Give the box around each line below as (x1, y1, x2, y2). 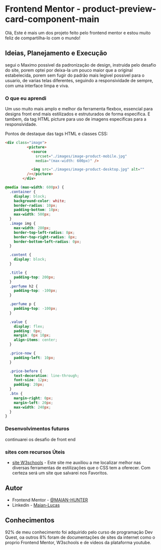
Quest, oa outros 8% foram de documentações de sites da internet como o (5, 534, 156, 540)
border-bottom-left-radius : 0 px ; (14, 239, 82, 244)
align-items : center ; (14, 337, 57, 342)
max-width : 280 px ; (14, 225, 51, 231)
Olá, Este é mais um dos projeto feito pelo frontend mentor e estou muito (5, 30, 151, 35)
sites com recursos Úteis (5, 448, 65, 455)
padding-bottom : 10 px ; (14, 208, 60, 213)
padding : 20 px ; (14, 382, 45, 387)
